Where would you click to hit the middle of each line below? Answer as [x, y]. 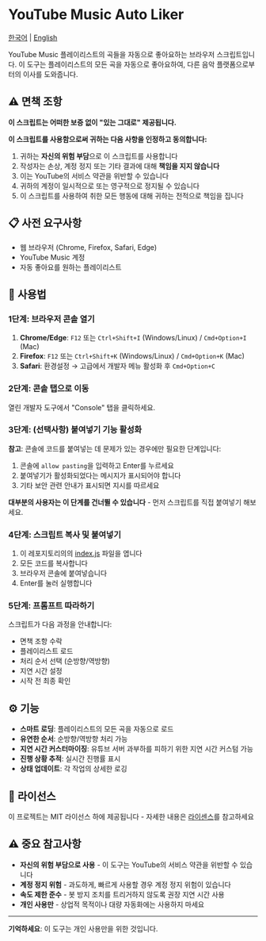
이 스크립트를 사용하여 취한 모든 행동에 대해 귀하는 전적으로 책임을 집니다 [131, 195]
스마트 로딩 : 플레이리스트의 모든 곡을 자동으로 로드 [97, 729]
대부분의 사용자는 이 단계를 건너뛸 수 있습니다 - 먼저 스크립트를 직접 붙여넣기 [125, 502]
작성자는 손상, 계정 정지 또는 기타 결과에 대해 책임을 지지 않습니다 [120, 166]
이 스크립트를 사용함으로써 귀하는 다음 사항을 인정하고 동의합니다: [108, 139]
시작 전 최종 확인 [45, 681]
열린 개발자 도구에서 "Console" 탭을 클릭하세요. [82, 407]
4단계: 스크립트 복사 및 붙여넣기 [65, 535]
